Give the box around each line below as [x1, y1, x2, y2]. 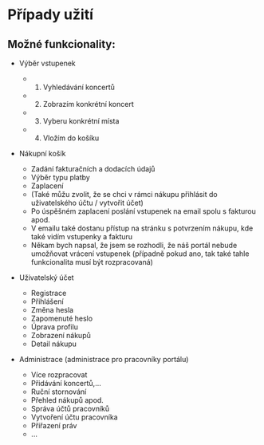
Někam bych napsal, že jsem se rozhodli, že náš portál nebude [30, 241, 238, 250]
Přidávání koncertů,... [30, 379, 101, 388]
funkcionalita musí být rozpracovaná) [30, 258, 153, 266]
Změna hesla [30, 305, 73, 314]
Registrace [30, 289, 67, 297]
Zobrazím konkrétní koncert [42, 100, 134, 108]
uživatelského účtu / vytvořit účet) [30, 198, 144, 207]
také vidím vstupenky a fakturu [30, 232, 133, 241]
